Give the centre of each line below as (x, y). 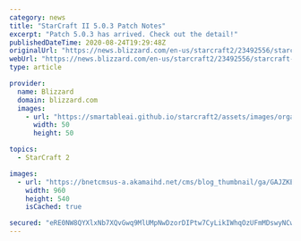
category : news (38, 17)
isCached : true (54, 207)
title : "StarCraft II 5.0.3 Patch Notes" (88, 26)
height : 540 (47, 199)
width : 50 (51, 125)
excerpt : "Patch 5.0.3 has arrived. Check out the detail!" (124, 34)
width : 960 (46, 190)
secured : (26, 223)
